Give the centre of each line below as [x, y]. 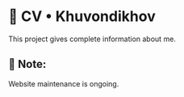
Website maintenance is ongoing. [64, 83]
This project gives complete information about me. [92, 39]
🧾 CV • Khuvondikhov [82, 17]
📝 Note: [27, 64]
